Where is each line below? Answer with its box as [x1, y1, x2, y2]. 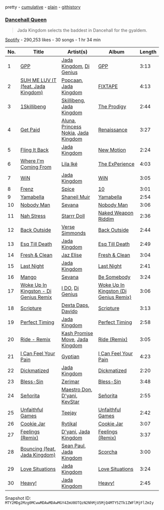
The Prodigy [98, 103, 126, 110]
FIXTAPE [98, 83, 118, 90]
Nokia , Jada [61, 130, 89, 136]
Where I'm [20, 157, 44, 164]
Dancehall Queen [5, 16, 47, 23]
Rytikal [61, 421, 77, 427]
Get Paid [20, 127, 40, 133]
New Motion [98, 147, 126, 154]
